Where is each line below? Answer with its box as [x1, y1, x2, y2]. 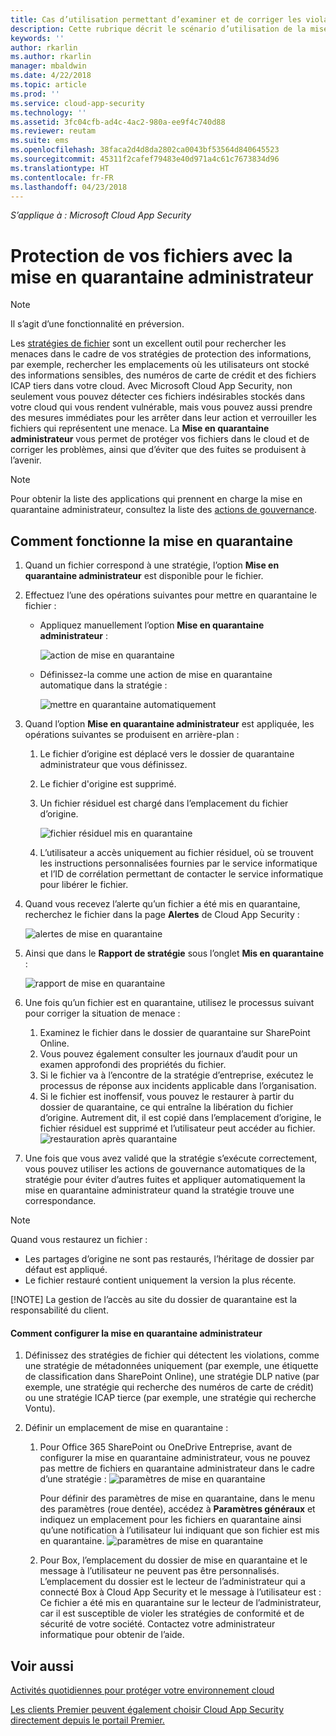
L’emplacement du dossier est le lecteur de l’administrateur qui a [39, 1576, 306, 1588]
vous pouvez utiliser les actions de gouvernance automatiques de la [24, 1163, 306, 1175]
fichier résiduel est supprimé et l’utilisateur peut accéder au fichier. [39, 1122, 316, 1135]
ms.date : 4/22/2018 [10, 71, 92, 81]
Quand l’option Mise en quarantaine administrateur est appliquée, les [24, 718, 315, 730]
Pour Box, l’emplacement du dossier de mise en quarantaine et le [39, 1554, 308, 1566]
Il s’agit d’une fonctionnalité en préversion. [10, 318, 185, 330]
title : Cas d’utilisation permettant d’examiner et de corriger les [10, 14, 302, 25]
